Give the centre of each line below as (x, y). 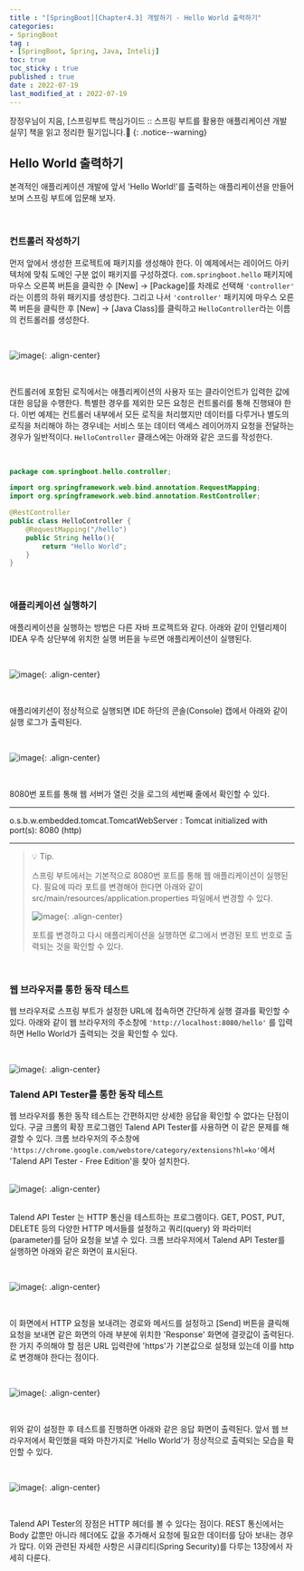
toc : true (28, 60)
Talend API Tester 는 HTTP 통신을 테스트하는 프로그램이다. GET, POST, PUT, (147, 1217)
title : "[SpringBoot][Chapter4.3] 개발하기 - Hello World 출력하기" (136, 18)
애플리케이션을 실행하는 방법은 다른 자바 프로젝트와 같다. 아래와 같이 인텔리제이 (148, 627)
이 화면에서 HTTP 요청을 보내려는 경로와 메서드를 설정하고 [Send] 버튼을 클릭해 (149, 1324)
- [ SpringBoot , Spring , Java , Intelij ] (85, 52)
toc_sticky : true (44, 69)
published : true (42, 77)
